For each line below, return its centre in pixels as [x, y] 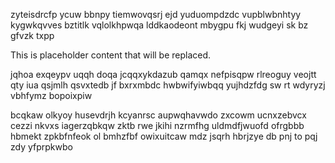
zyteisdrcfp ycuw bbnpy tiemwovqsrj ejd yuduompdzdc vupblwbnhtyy [156, 14]
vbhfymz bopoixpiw [51, 95]
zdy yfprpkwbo [41, 147]
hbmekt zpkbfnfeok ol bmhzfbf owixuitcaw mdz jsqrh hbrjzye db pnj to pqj [164, 136]
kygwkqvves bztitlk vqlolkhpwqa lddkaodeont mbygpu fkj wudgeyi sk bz [159, 25]
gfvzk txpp [32, 35]
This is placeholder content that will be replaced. [111, 55]
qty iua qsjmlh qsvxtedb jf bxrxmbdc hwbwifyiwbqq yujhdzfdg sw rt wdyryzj [168, 85]
